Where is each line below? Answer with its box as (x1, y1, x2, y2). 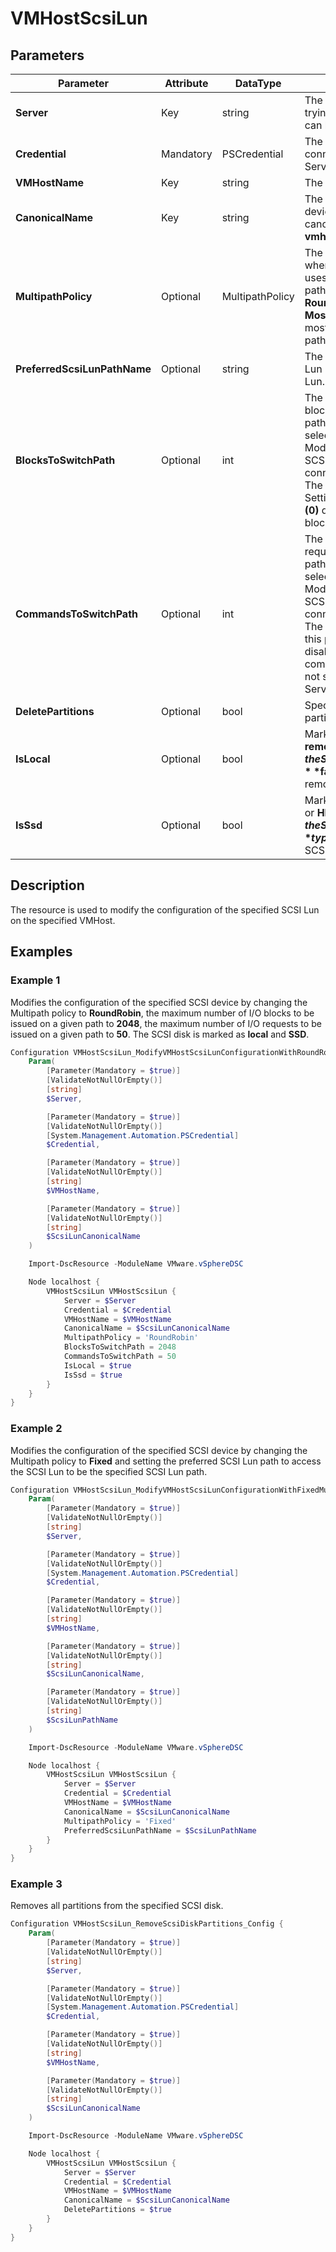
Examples (10, 943, 73, 961)
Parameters (10, 47, 85, 64)
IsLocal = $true (63, 1360, 132, 1371)
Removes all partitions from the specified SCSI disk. (10, 1900, 224, 1912)
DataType (234, 77, 282, 90)
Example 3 (10, 1877, 63, 1891)
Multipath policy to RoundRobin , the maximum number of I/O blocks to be (10, 1007, 315, 1019)
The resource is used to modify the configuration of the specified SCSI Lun (10, 903, 320, 916)
